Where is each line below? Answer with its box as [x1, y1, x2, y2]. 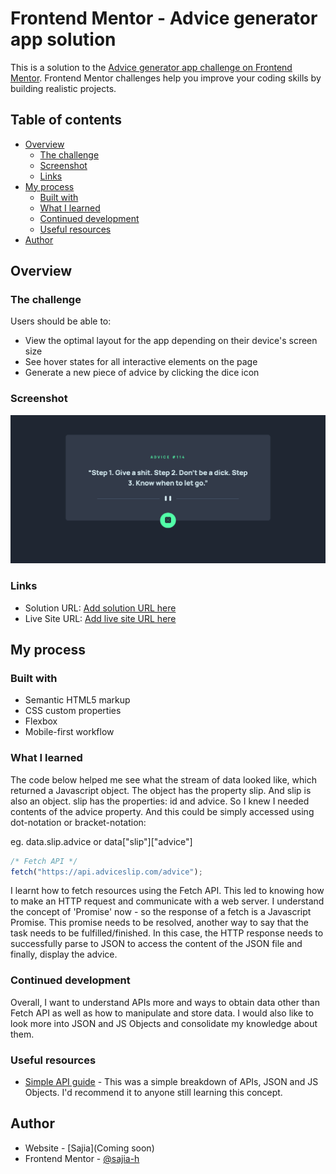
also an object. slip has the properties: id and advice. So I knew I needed [10, 795, 310, 807]
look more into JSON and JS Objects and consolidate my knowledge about [10, 1017, 318, 1029]
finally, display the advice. [10, 948, 118, 961]
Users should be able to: [10, 315, 112, 327]
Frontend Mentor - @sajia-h [24, 1152, 140, 1164]
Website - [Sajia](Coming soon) [24, 1142, 155, 1154]
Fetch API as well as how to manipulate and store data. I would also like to [10, 1007, 314, 1019]
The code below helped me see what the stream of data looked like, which [10, 773, 317, 786]
